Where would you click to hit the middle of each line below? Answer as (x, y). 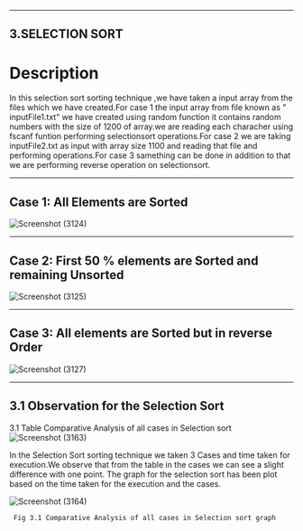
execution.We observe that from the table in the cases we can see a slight (147, 464)
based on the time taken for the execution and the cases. (115, 483)
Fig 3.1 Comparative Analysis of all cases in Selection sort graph (145, 517)
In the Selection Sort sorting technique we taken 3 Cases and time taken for (150, 455)
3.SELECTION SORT (66, 34)
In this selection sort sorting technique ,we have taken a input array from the (151, 98)
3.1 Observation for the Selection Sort (117, 406)
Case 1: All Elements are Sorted (99, 202)
